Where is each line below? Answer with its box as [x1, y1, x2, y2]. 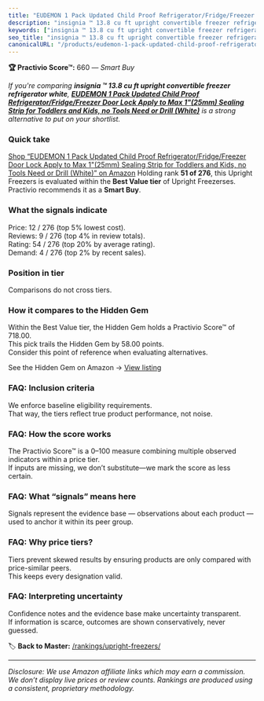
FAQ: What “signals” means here [8, 490, 137, 501]
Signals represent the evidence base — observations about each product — [8, 508, 254, 519]
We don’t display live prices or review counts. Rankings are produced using [8, 675, 253, 684]
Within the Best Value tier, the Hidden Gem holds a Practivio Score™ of [8, 323, 236, 332]
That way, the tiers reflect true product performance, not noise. [8, 409, 214, 418]
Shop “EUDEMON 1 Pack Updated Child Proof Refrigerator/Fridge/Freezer [8, 152, 247, 161]
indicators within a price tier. [8, 454, 101, 464]
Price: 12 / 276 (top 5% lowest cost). [8, 222, 126, 232]
